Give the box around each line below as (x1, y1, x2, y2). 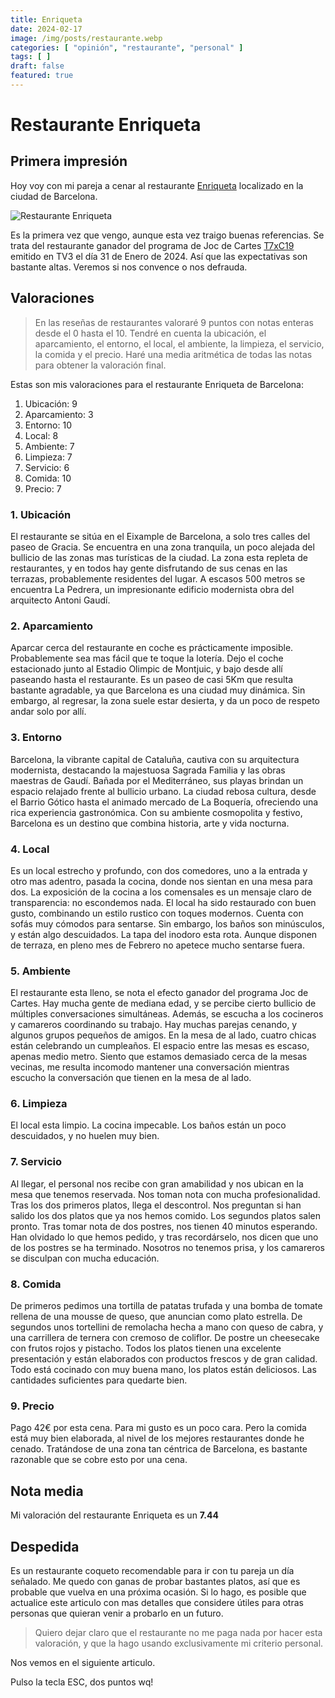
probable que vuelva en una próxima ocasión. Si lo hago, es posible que (10, 1586, 307, 1598)
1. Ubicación (10, 507, 72, 521)
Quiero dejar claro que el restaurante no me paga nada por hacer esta (34, 1626, 323, 1638)
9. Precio (10, 1399, 55, 1413)
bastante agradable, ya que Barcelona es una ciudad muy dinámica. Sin (10, 684, 306, 696)
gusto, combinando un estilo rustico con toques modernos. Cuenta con (10, 907, 304, 919)
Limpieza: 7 (24, 451, 73, 463)
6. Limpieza (10, 1097, 68, 1111)
